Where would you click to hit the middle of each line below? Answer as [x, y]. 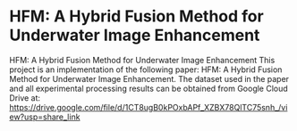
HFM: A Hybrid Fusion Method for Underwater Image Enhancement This [142, 60]
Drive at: [25, 98]
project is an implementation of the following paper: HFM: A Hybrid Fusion [146, 70]
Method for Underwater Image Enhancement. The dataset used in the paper [149, 78]
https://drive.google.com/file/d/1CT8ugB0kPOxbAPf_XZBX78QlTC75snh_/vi [148, 107]
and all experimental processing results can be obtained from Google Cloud [148, 88]
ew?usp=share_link [45, 117]
